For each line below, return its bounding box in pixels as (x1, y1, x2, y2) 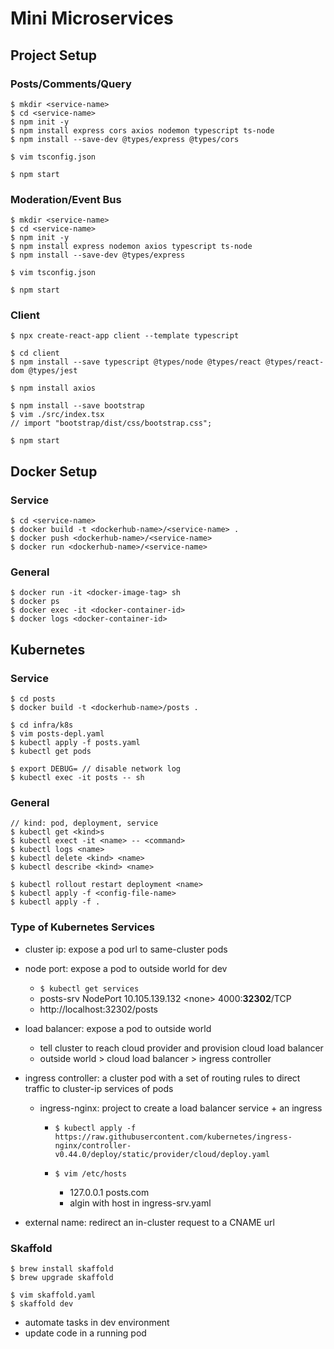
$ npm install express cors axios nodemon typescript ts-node (10, 125, 275, 136)
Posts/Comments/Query (10, 77, 132, 91)
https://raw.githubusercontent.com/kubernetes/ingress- (54, 1132, 293, 1142)
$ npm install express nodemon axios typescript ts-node (10, 242, 253, 252)
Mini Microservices (10, 7, 174, 30)
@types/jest (28, 366, 78, 376)
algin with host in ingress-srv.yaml (69, 1197, 212, 1209)
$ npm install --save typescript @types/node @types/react (10, 357, 262, 367)
